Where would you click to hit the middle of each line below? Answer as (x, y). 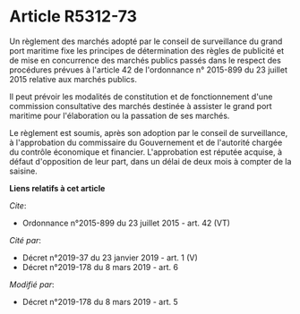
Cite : (18, 205)
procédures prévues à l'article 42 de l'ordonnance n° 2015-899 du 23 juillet (149, 70)
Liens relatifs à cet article (57, 188)
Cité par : (26, 240)
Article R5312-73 (73, 17)
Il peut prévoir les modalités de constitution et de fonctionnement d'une (141, 97)
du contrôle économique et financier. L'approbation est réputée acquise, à (146, 152)
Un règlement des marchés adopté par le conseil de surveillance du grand (146, 41)
